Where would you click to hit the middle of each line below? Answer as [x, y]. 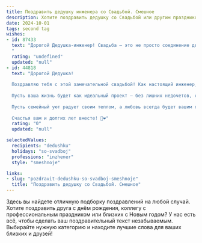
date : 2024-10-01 [28, 23]
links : [14, 173]
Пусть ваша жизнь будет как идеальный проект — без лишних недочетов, [102, 96]
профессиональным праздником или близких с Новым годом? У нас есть [101, 214]
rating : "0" [27, 124]
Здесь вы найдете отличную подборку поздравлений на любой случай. [98, 201]
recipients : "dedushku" [41, 146]
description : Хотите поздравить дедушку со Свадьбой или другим [88, 17]
